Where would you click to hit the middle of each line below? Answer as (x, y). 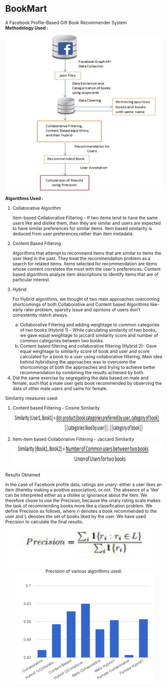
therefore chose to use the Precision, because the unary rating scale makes (83, 500)
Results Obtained (23, 475)
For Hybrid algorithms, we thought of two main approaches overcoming (86, 299)
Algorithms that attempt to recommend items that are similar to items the (87, 253)
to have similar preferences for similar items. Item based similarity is (82, 228)
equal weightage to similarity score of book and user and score (85, 351)
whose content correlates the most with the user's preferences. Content (86, 269)
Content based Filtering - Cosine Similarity (56, 408)
